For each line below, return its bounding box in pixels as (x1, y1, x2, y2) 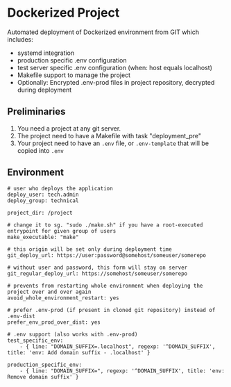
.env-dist (7, 313, 36, 320)
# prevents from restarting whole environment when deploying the (7, 282, 203, 289)
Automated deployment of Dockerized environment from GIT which (7, 28, 200, 36)
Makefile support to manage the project (17, 71, 130, 79)
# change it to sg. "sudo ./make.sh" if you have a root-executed (7, 221, 203, 229)
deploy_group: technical (7, 197, 79, 204)
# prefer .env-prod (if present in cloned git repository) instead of (7, 306, 216, 313)
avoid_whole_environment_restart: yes (7, 294, 119, 302)
